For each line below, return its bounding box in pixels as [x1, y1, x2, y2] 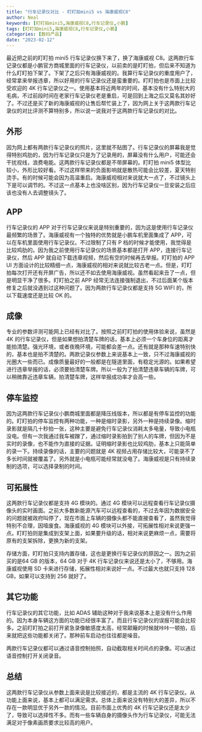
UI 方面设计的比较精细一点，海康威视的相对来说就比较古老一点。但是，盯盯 [6, 261, 192, 269]
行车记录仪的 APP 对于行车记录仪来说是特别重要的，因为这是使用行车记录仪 [6, 223, 194, 231]
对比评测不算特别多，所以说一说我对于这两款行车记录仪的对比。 [22, 107, 180, 114]
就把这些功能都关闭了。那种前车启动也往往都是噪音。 [11, 632, 143, 639]
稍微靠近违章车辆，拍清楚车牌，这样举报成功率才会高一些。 [11, 373, 159, 380]
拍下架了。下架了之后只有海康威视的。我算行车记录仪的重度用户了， [26, 69, 196, 76]
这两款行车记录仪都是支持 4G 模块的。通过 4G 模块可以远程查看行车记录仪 [6, 499, 191, 507]
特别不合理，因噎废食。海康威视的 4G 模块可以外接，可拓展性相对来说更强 [6, 522, 191, 529]
